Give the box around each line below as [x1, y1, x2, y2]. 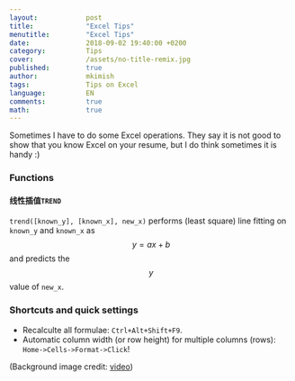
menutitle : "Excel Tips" [9, 30, 135, 39]
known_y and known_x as [9, 225, 96, 236]
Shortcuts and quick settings [9, 304, 139, 316]
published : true [9, 64, 103, 73]
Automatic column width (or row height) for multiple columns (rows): [22, 334, 276, 345]
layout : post [9, 13, 103, 23]
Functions [9, 172, 54, 185]
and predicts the [9, 253, 70, 264]
